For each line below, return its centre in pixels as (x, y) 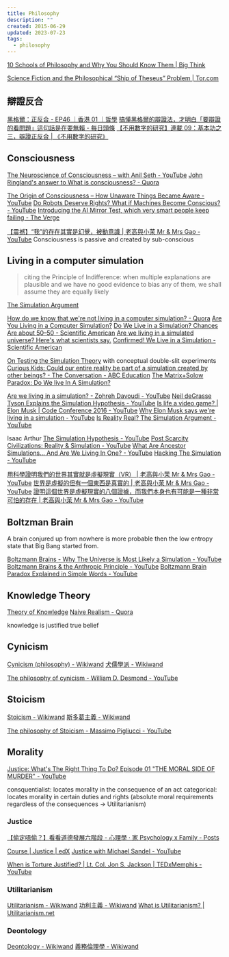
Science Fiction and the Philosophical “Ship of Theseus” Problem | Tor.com (113, 78)
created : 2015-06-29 (37, 26)
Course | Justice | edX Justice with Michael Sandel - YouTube (94, 851)
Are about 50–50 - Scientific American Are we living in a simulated (100, 333)
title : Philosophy (33, 13)
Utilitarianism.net (31, 913)
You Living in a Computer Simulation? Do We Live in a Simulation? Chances (113, 326)
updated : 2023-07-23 (37, 33)
